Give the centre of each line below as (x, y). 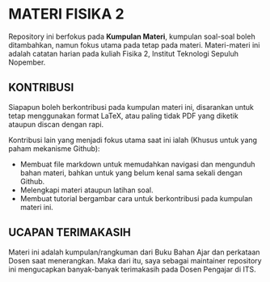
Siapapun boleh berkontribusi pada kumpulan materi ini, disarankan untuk (131, 107)
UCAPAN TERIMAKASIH (70, 232)
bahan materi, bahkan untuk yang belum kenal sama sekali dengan (131, 173)
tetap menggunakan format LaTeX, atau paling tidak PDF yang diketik (123, 116)
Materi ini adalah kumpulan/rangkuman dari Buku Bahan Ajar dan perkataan (134, 252)
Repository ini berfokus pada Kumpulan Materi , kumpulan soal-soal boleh (132, 36)
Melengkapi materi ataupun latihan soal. (86, 190)
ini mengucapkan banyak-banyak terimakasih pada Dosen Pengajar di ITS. (132, 269)
